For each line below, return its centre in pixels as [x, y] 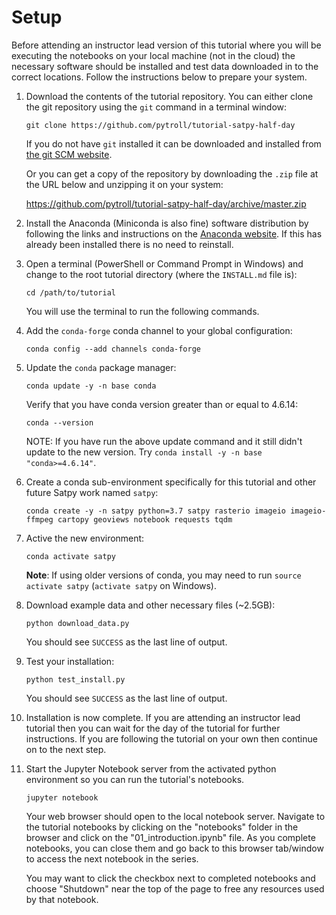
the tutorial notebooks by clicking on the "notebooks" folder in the [162, 827]
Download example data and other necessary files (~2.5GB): [150, 605]
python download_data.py [77, 623]
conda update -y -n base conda [91, 386]
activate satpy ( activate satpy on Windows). [121, 585]
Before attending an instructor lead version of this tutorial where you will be [166, 45]
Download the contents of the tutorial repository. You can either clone [169, 96]
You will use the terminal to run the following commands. [142, 311]
